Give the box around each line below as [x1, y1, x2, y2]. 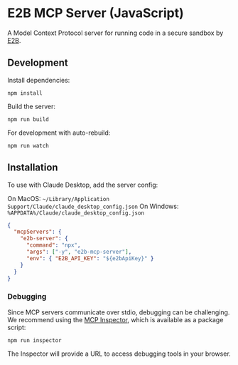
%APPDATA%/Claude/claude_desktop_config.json [7, 209, 144, 217]
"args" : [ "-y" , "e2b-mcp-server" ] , [26, 248, 132, 256]
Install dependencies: [7, 76, 70, 84]
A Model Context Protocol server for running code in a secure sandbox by [7, 29, 224, 37]
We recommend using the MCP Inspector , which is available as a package [7, 315, 224, 324]
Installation [7, 162, 58, 174]
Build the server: [7, 102, 55, 110]
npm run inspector [7, 336, 62, 344]
